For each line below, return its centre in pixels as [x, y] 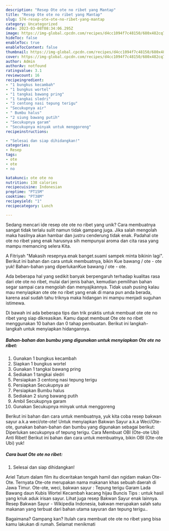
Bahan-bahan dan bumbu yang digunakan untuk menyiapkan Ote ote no [83, 340]
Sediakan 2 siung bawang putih [45, 396]
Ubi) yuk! [15, 443]
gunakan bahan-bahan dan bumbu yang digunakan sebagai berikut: [85, 427]
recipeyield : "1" [24, 201]
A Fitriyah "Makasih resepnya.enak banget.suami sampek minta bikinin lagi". [84, 256]
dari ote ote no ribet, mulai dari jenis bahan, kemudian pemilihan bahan [79, 281]
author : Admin [21, 61]
